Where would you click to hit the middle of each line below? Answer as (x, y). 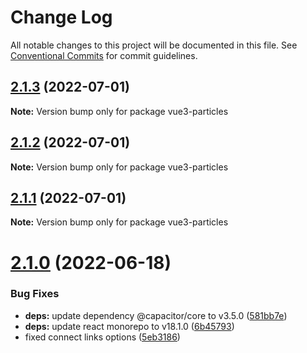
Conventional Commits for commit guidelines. (104, 55)
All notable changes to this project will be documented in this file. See (154, 45)
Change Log (61, 17)
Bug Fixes (35, 294)
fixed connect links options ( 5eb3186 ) (102, 337)
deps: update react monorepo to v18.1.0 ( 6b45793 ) (129, 326)
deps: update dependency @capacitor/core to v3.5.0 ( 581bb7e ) (156, 315)
